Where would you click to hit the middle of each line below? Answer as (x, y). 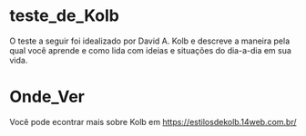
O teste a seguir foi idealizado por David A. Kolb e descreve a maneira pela (150, 41)
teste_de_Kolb (65, 16)
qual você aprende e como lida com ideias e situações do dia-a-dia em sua (150, 50)
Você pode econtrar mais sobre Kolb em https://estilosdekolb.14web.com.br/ (153, 121)
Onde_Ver (47, 97)
